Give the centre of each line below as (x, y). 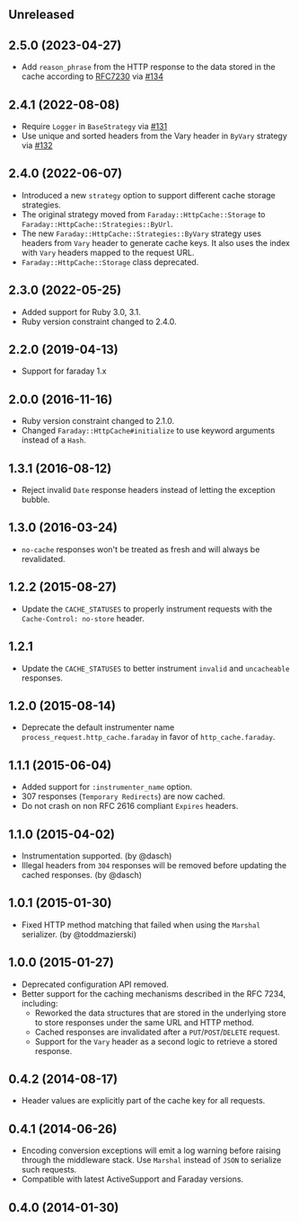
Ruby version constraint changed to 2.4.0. (99, 321)
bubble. (35, 500)
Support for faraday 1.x (64, 371)
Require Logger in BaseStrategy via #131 (94, 127)
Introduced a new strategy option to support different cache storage (148, 195)
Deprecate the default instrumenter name (98, 727)
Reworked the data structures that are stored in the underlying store (160, 1013)
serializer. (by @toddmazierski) (79, 934)
